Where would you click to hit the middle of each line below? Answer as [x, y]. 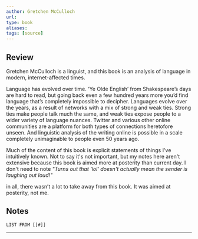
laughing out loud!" [29, 175]
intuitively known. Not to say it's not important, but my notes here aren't [93, 156]
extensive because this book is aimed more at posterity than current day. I [96, 163]
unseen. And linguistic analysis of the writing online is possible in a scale [94, 132]
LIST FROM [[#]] [26, 225]
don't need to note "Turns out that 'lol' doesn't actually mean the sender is [97, 169]
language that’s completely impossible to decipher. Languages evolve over [97, 101]
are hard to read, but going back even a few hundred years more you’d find [97, 95]
